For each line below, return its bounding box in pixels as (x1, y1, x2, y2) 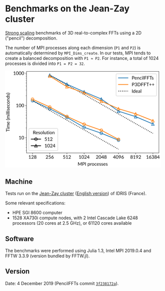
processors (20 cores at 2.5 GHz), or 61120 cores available (12, 220, 132, 226)
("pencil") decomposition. (5, 35, 58, 41)
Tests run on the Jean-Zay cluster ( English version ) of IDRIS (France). (5, 191, 147, 196)
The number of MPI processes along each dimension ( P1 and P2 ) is (5, 45, 141, 50)
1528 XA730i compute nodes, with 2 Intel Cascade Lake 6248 (12, 215, 138, 221)
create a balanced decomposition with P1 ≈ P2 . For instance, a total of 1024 (5, 55, 159, 61)
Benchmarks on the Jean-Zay (5, 3, 130, 14)
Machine (5, 177, 33, 186)
